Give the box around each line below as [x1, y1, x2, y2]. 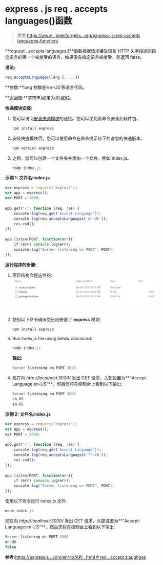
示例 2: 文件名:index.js [5, 411, 51, 417]
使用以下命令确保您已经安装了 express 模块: [12, 316, 102, 322]
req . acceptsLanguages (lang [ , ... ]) [5, 75, 80, 80]
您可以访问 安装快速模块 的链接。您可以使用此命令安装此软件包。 [12, 115, 141, 121]
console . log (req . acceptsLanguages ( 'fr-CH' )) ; [14, 453, 108, 457]
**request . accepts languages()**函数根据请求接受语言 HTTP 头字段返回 [5, 48, 152, 54]
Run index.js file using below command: [12, 336, 93, 342]
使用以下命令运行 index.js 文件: [5, 498, 67, 504]
